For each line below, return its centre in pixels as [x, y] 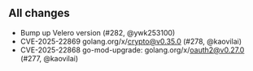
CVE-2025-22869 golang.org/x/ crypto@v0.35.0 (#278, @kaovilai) [131, 41]
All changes [39, 13]
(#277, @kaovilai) [49, 58]
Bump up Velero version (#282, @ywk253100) [98, 32]
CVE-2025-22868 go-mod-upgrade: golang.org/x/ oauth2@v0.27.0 [132, 50]
